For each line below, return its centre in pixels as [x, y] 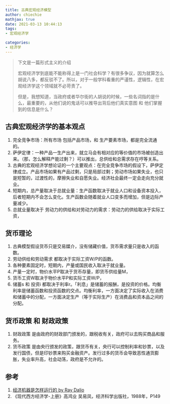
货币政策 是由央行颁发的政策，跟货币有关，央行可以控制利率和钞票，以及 [89, 347]
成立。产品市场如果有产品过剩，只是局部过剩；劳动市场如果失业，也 [88, 171]
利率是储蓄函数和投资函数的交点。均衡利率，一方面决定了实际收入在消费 [88, 291]
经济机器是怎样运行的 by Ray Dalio [48, 390]
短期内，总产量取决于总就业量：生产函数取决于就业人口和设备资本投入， [88, 190]
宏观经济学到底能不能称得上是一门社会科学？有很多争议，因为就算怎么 [91, 73]
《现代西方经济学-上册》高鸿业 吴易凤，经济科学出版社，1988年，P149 [87, 396]
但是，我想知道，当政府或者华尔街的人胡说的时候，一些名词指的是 [86, 96]
